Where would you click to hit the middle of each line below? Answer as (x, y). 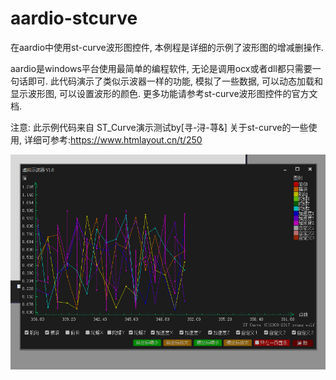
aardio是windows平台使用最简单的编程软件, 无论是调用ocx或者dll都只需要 (161, 68)
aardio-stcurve (74, 18)
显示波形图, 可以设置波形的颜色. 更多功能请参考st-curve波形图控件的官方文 (164, 93)
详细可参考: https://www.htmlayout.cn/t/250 (113, 139)
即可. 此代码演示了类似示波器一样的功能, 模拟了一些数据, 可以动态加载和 (175, 81)
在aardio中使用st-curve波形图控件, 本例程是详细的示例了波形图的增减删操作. (167, 47)
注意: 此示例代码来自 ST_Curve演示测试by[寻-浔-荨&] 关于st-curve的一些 (159, 127)
